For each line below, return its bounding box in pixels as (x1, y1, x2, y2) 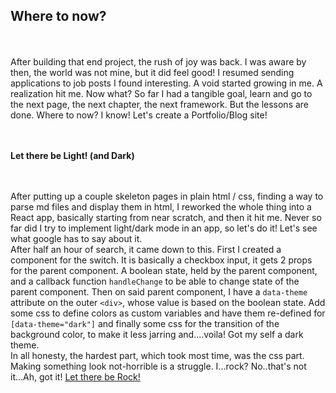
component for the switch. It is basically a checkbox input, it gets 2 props (10, 254, 313, 266)
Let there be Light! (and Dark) (10, 149, 135, 161)
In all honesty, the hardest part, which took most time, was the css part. (10, 349, 305, 361)
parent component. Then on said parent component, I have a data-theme (10, 285, 308, 298)
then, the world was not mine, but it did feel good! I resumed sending (10, 66, 295, 78)
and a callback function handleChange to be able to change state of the (10, 275, 300, 287)
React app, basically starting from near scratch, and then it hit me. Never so (10, 211, 322, 223)
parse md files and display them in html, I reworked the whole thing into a (10, 200, 312, 213)
